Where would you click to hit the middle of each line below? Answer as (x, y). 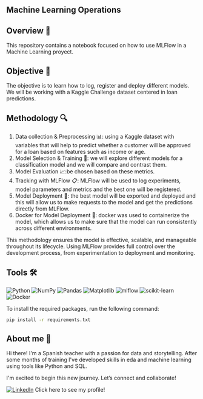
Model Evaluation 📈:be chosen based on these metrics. (85, 171)
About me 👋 (29, 338)
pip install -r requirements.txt (48, 320)
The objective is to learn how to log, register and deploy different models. (98, 86)
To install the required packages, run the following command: (83, 308)
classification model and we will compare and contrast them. (91, 164)
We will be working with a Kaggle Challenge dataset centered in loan (92, 92)
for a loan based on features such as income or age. (80, 151)
